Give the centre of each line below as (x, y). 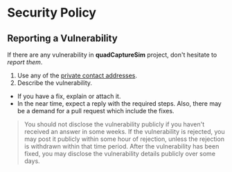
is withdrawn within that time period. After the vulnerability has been (122, 146)
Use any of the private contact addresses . (77, 75)
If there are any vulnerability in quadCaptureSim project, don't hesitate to (112, 55)
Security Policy (52, 13)
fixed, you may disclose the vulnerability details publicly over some (120, 154)
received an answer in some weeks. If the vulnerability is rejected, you (124, 132)
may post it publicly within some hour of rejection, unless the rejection (124, 139)
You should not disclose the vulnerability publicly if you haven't (114, 124)
